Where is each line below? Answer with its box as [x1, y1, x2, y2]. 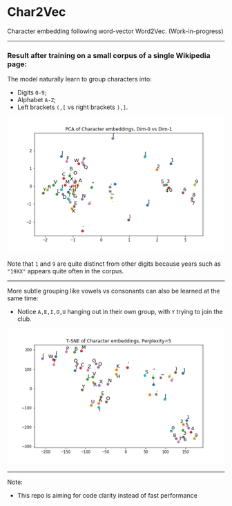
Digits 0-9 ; [17, 88, 47, 97]
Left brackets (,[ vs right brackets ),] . [17, 103, 128, 111]
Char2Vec [7, 4, 66, 20]
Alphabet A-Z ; [17, 96, 57, 104]
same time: [7, 294, 39, 302]
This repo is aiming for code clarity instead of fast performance [17, 492, 198, 500]
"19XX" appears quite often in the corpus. [7, 267, 124, 275]
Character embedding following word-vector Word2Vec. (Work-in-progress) [7, 27, 224, 35]
